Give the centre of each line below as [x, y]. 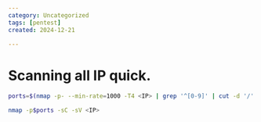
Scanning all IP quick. [80, 75]
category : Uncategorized [49, 15]
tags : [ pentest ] [34, 23]
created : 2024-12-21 [42, 30]
